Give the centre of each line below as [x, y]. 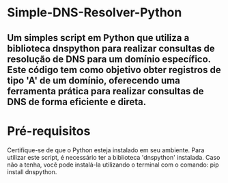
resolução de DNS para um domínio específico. [109, 59]
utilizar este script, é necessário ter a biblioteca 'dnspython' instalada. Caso [114, 157]
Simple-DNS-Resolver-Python [95, 13]
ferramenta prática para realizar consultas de [105, 91]
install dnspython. [32, 171]
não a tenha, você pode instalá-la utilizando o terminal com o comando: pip [113, 165]
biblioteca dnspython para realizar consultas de [111, 48]
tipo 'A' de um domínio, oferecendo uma [94, 80]
